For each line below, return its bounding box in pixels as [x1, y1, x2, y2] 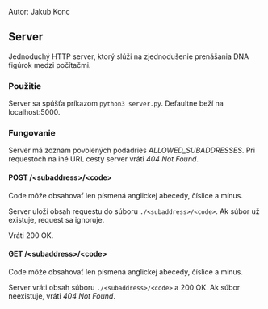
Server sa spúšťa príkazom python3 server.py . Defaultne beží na [8, 98, 224, 108]
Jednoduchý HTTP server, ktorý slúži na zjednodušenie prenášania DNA [8, 52, 249, 61]
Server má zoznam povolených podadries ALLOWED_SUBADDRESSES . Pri [8, 145, 256, 156]
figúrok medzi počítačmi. [8, 60, 91, 69]
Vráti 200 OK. [8, 230, 54, 240]
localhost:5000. [8, 107, 61, 117]
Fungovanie [8, 127, 57, 139]
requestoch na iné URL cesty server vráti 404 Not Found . [8, 154, 199, 164]
